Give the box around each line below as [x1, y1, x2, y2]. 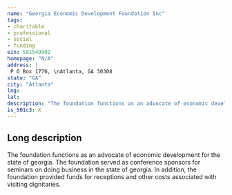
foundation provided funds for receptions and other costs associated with [7, 172, 217, 180]
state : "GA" [7, 74, 41, 82]
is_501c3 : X [7, 106, 41, 113]
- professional [7, 29, 51, 37]
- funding [7, 42, 36, 49]
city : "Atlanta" [7, 81, 54, 88]
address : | [7, 62, 39, 68]
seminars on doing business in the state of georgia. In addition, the [7, 165, 197, 174]
